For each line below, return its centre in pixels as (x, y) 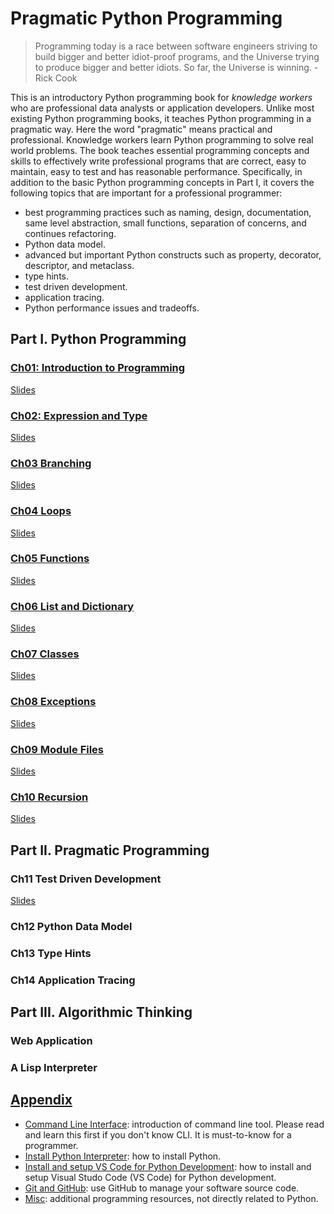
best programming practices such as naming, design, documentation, (168, 212)
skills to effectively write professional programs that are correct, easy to (158, 161)
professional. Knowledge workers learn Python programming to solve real (162, 139)
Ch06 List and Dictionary (72, 606)
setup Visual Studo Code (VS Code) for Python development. (150, 1177)
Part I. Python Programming (98, 339)
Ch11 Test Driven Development (86, 879)
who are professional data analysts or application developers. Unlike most (162, 108)
